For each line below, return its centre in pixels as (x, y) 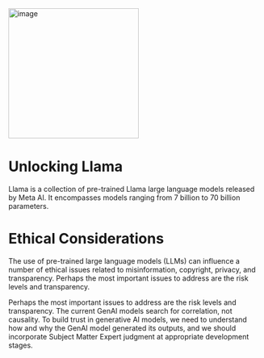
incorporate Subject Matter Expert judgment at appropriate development (129, 336)
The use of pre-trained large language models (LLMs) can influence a (124, 260)
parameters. (29, 206)
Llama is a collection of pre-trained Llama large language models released (132, 189)
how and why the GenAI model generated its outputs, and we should (122, 328)
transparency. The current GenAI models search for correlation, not (120, 310)
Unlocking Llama (66, 167)
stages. (21, 345)
